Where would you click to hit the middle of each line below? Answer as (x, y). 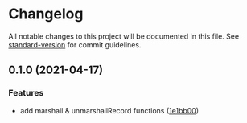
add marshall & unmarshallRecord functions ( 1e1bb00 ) (109, 110)
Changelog (46, 14)
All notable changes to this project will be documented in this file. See (124, 36)
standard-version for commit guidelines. (75, 44)
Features (26, 93)
